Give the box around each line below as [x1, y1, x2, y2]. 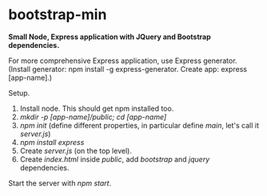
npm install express [19, 137, 85, 147]
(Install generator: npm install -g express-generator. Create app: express [8, 64, 248, 73]
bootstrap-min [8, 6, 107, 24]
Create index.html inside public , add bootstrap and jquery [19, 154, 210, 164]
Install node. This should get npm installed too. [19, 104, 174, 113]
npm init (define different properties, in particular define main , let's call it [19, 120, 260, 130]
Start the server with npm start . [8, 178, 112, 188]
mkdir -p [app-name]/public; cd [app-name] [19, 112, 167, 121]
